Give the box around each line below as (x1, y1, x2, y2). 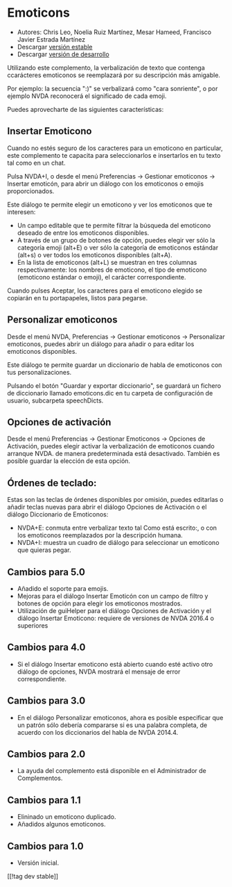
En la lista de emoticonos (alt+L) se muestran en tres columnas (17, 258, 197, 266)
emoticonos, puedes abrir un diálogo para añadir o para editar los (7, 339, 195, 348)
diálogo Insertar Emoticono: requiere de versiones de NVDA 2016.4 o (17, 614, 215, 622)
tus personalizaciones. (7, 368, 72, 376)
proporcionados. (7, 186, 55, 195)
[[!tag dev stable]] (7, 872, 59, 881)
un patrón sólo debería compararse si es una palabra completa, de (17, 721, 208, 729)
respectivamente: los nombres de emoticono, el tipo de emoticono (17, 266, 207, 274)
